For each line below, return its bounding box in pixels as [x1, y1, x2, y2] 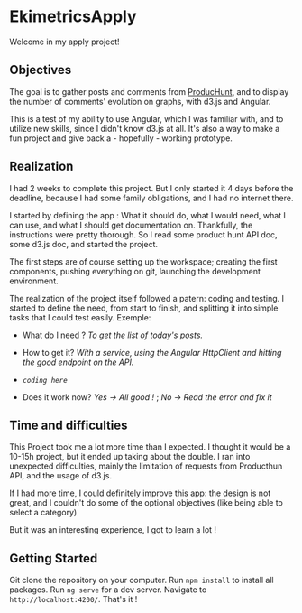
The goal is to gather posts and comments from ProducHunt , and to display [9, 86, 289, 97]
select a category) [9, 507, 78, 518]
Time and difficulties [9, 417, 128, 432]
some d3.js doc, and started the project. [9, 238, 159, 249]
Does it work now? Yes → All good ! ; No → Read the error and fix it [22, 391, 272, 403]
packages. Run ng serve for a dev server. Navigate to [9, 584, 207, 595]
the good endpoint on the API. [22, 357, 134, 367]
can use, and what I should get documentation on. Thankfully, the [9, 219, 253, 230]
